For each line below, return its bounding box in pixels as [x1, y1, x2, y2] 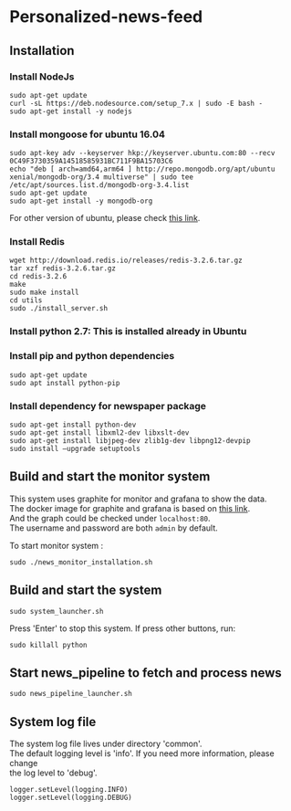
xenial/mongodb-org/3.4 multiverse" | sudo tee [9, 173, 194, 182]
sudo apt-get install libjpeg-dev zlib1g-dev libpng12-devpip [9, 436, 251, 445]
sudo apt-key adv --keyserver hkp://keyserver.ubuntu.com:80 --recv [9, 149, 275, 158]
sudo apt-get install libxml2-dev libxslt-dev [9, 427, 190, 437]
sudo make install [9, 288, 79, 298]
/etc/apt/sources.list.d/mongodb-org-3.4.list [9, 181, 190, 190]
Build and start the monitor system [9, 469, 211, 485]
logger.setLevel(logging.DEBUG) [9, 793, 132, 803]
